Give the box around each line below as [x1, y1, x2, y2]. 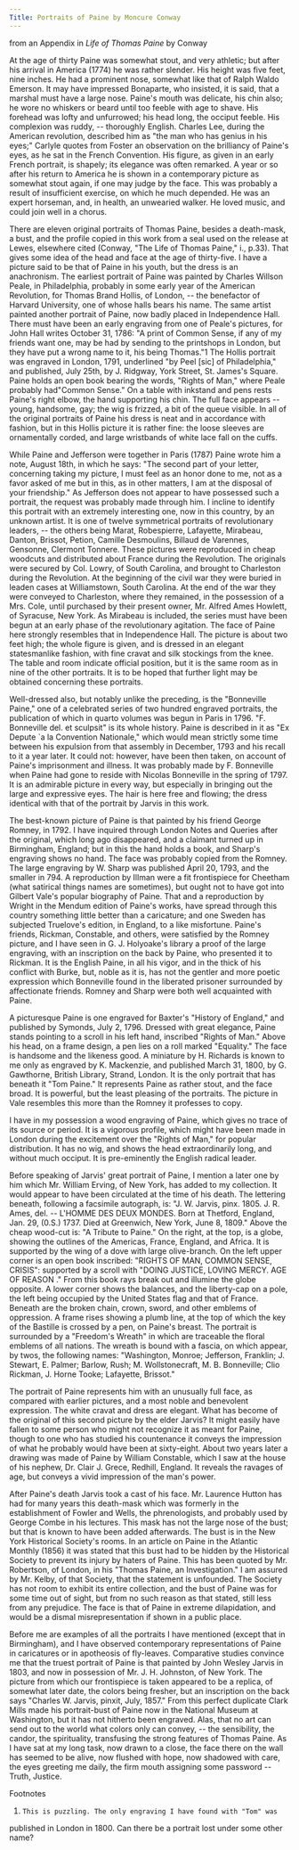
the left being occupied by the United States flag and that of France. [9, 1293, 259, 1304]
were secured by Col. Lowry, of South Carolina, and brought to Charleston [9, 562, 281, 573]
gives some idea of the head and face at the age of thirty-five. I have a [9, 251, 268, 263]
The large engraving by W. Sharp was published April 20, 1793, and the [9, 862, 270, 873]
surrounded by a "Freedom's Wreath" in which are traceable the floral [9, 1330, 265, 1341]
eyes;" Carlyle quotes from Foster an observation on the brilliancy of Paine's [9, 140, 289, 151]
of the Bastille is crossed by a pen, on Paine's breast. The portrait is [9, 1321, 257, 1332]
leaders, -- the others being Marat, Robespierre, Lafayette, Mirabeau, [9, 525, 263, 536]
